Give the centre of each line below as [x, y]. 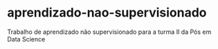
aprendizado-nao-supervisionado [107, 13]
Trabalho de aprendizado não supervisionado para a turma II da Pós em [109, 32]
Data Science [26, 39]
